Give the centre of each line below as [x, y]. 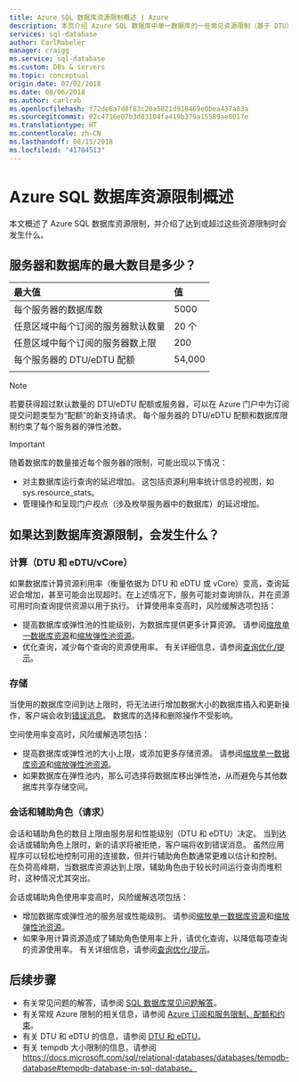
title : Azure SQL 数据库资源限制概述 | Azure [89, 17]
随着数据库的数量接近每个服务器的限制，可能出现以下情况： [118, 463]
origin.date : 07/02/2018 [55, 84]
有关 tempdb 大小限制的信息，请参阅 [89, 1047]
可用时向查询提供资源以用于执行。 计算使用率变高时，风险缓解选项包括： [143, 606]
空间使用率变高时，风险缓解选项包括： [79, 734]
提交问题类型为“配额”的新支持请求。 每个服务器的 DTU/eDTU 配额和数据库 [145, 415]
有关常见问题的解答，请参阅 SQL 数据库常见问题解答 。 [122, 1003]
